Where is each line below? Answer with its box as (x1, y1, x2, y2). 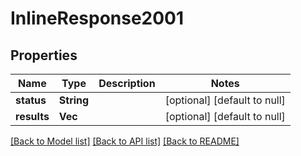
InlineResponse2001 (10, 7, 185, 30)
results (15, 110, 50, 123)
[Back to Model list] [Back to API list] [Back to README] (10, 135, 240, 147)
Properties (10, 47, 78, 64)
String (58, 93, 90, 107)
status (15, 93, 47, 107)
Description (98, 77, 156, 90)
